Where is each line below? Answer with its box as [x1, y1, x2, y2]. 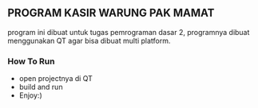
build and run [18, 83, 63, 92]
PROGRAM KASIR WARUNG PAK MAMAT [7, 6, 215, 20]
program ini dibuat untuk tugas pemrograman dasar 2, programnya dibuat [7, 27, 250, 37]
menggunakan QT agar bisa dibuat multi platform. [7, 36, 171, 45]
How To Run [7, 56, 55, 67]
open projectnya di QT [18, 74, 93, 83]
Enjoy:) [18, 91, 43, 100]
